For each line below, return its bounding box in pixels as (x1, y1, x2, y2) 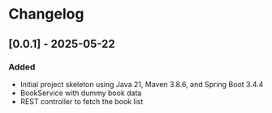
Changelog (8, 5, 84, 23)
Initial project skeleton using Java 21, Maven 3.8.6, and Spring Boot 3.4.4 (19, 79, 264, 89)
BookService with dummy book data (19, 88, 142, 98)
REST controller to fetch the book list (19, 96, 144, 106)
